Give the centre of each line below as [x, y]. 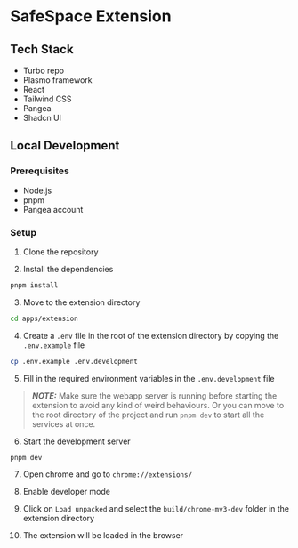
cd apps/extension [44, 318]
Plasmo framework [57, 80]
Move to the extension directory [81, 302]
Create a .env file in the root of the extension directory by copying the [151, 335]
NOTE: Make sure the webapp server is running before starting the [154, 395]
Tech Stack [42, 49]
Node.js [37, 190]
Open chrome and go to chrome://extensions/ [108, 474]
